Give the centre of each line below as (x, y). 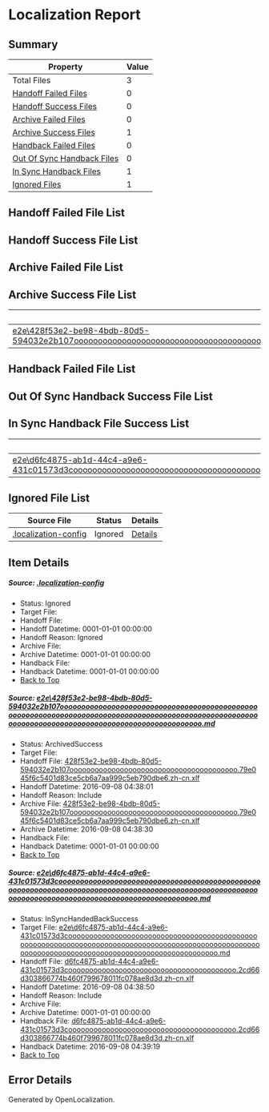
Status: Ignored (45, 603)
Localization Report (75, 15)
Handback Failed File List (72, 369)
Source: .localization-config (56, 583)
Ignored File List (49, 498)
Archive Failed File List (66, 267)
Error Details (40, 1080)
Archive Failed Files (49, 119)
